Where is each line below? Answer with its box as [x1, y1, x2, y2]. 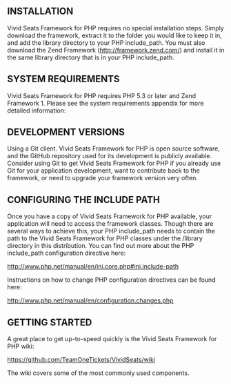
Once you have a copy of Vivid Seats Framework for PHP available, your [7, 212, 212, 220]
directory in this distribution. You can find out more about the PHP [7, 242, 194, 250]
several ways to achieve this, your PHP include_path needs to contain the [7, 227, 216, 236]
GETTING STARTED [7, 316, 92, 328]
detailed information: [7, 106, 66, 115]
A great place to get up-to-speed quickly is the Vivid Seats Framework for [7, 335, 217, 343]
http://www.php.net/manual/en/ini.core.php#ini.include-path [7, 262, 179, 271]
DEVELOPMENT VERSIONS [7, 126, 125, 138]
